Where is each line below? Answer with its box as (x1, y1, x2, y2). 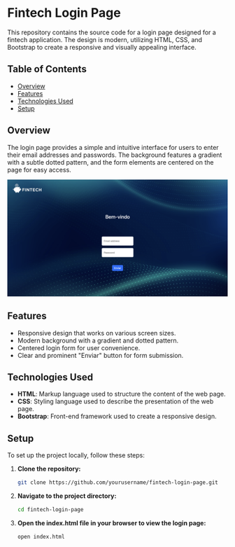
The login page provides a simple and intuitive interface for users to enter (7, 143, 219, 151)
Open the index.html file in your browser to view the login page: (17, 519, 206, 527)
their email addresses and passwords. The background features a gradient (7, 151, 222, 159)
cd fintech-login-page (17, 506, 84, 513)
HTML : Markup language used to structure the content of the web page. (17, 390, 226, 399)
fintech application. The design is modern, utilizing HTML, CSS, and (7, 35, 203, 43)
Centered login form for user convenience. (17, 343, 141, 352)
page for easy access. (7, 165, 71, 174)
